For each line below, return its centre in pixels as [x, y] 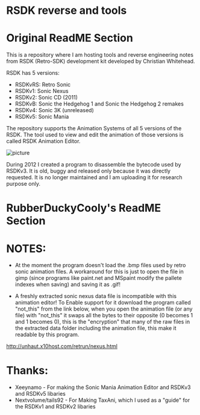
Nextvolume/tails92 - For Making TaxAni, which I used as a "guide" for [102, 400]
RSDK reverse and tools [67, 11]
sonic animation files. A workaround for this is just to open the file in [99, 271]
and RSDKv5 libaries [40, 394]
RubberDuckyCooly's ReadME [84, 208]
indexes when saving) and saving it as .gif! [68, 285]
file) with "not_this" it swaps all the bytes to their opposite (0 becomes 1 [104, 315]
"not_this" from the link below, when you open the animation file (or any [104, 309]
